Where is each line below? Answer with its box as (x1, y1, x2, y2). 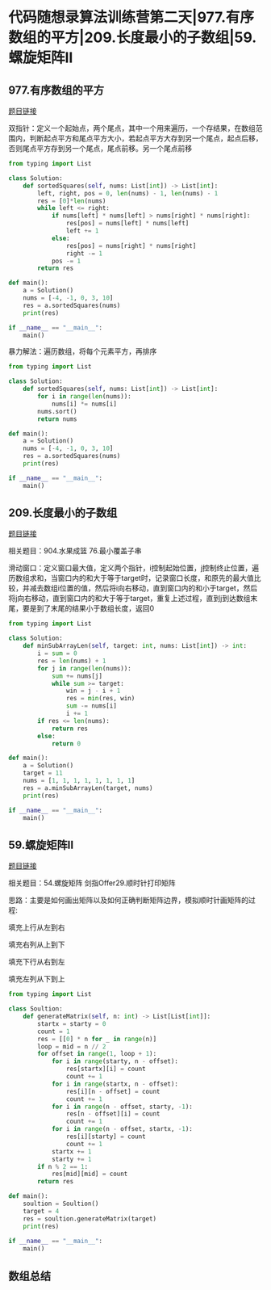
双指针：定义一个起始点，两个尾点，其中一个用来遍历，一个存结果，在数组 (8, 124, 256, 132)
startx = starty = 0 (37, 1019, 106, 1027)
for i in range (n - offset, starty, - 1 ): (51, 1103, 194, 1111)
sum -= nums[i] (65, 702, 117, 710)
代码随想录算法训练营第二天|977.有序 (8, 8, 255, 27)
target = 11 (23, 769, 63, 777)
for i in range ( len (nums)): (37, 393, 131, 401)
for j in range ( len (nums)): (37, 664, 131, 672)
